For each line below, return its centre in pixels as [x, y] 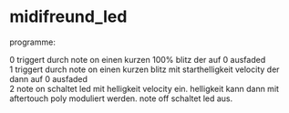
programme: [33, 42]
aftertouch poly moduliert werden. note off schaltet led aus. [121, 98]
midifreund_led [68, 17]
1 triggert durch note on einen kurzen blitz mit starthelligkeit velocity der [144, 69]
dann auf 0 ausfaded [49, 78]
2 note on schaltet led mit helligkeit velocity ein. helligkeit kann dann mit [144, 88]
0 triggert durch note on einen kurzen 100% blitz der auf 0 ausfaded [138, 59]
